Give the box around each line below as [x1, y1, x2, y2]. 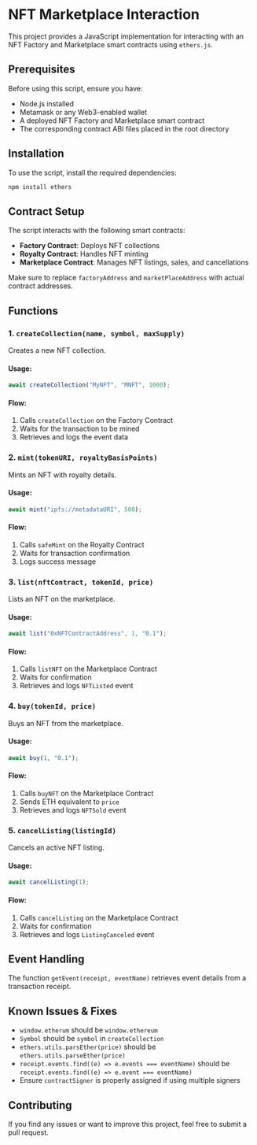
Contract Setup [8, 205, 85, 218]
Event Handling [8, 952, 85, 965]
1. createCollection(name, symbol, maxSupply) [8, 328, 185, 339]
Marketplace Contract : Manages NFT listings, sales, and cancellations [19, 258, 249, 267]
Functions [8, 304, 59, 317]
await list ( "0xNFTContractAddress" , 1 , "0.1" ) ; [8, 630, 167, 638]
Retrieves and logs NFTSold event [19, 805, 127, 814]
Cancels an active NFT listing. [8, 843, 105, 852]
